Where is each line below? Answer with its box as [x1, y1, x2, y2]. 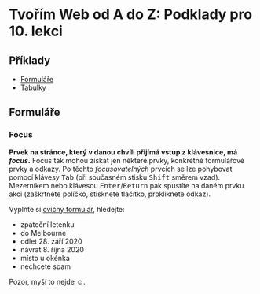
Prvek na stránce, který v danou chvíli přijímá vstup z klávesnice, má [9, 147, 238, 157]
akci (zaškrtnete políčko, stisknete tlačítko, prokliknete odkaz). [9, 189, 211, 199]
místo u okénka [20, 253, 70, 262]
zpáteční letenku [20, 219, 75, 229]
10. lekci [9, 22, 64, 40]
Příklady [9, 54, 51, 67]
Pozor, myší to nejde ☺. [9, 277, 86, 286]
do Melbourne [20, 228, 67, 237]
